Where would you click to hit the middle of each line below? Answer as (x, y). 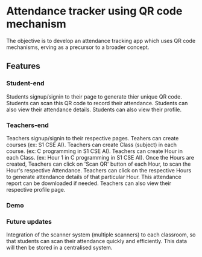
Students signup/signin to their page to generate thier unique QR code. (94, 96)
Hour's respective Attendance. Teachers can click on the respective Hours (99, 170)
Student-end (25, 83)
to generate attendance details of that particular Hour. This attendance (94, 177)
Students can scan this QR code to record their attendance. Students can (97, 103)
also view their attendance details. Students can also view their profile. (94, 109)
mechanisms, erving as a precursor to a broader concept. (78, 47)
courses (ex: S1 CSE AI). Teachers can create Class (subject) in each (91, 145)
